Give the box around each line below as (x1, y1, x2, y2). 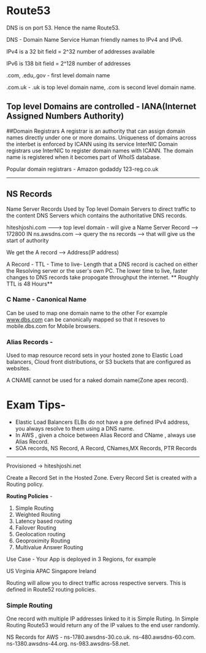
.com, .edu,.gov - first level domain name (6, 71, 110, 79)
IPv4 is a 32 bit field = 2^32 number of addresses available (6, 47, 155, 55)
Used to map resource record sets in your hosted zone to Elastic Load (6, 351, 183, 359)
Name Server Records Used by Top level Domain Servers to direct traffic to (6, 205, 196, 213)
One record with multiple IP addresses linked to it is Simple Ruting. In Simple (6, 615, 199, 622)
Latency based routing (15, 517, 72, 525)
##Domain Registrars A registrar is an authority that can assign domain (6, 127, 186, 135)
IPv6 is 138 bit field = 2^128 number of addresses (6, 60, 131, 67)
